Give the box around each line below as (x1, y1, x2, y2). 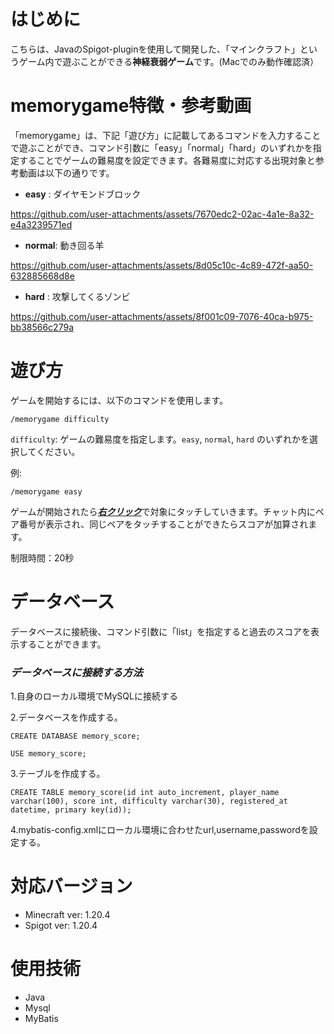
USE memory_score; (10, 749, 87, 759)
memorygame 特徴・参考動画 (10, 95, 252, 117)
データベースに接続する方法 (10, 665, 143, 679)
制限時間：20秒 (10, 551, 75, 564)
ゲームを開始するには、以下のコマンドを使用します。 (10, 394, 229, 406)
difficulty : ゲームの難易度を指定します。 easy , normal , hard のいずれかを (10, 433, 310, 445)
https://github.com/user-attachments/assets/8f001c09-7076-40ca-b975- (10, 310, 314, 322)
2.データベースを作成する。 (10, 711, 123, 724)
